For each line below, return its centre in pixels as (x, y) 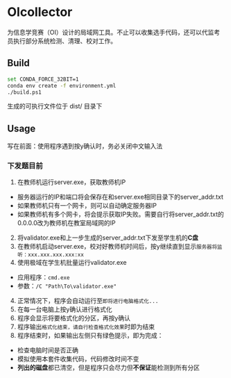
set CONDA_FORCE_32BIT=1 (43, 79)
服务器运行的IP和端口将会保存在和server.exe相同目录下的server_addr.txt (120, 197)
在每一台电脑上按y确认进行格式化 (65, 309)
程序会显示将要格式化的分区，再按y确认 (74, 318)
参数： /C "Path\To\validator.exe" (67, 286)
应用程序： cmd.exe (43, 277)
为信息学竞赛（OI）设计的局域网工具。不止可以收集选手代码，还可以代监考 (114, 32)
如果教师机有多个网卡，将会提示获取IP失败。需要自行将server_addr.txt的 (120, 214)
